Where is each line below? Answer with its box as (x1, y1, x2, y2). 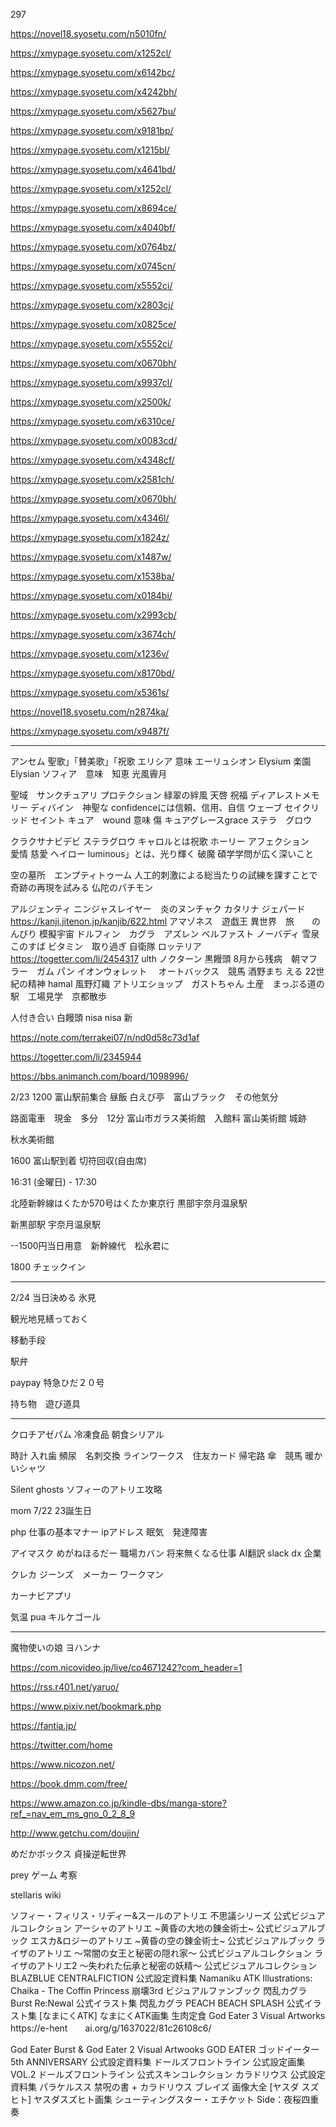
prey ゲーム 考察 (10, 1869, 78, 1881)
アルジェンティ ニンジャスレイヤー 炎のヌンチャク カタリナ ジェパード (10, 903, 306, 914)
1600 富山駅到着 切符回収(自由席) (10, 1155, 148, 1166)
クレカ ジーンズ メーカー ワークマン (10, 1569, 164, 1580)
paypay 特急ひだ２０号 (10, 1377, 105, 1388)
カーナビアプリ (10, 1590, 72, 1601)
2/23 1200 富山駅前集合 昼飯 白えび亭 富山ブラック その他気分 (10, 1091, 279, 1103)
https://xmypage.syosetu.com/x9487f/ (10, 725, 170, 737)
